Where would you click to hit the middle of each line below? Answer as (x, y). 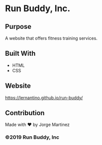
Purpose (18, 27)
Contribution (25, 113)
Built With (20, 53)
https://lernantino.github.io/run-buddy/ (44, 98)
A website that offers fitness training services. (51, 38)
